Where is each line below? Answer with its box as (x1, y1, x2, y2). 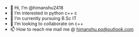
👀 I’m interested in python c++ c (10, 10, 78, 16)
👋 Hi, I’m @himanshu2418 (10, 5, 63, 10)
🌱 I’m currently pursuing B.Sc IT (10, 15, 77, 21)
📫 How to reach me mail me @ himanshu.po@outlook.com (10, 26, 134, 32)
